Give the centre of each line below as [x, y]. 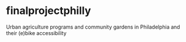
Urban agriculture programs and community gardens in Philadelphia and [93, 27]
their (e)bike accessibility [36, 33]
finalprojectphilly [49, 11]
